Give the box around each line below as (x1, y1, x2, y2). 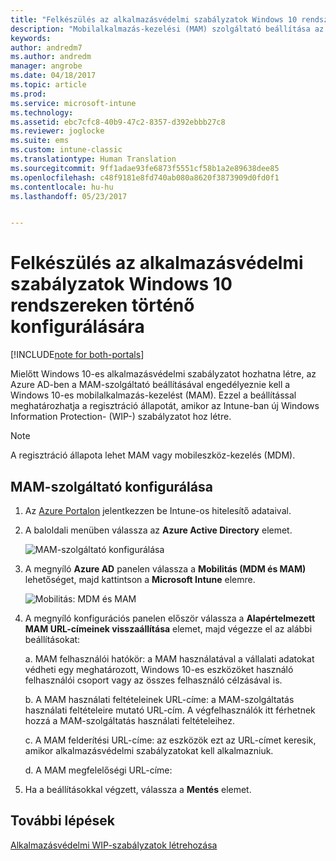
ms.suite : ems (10, 136, 70, 146)
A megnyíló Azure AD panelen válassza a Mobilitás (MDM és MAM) (24, 563, 307, 575)
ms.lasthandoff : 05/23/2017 (10, 191, 128, 201)
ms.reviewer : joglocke (10, 126, 105, 136)
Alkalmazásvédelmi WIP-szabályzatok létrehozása (10, 839, 218, 851)
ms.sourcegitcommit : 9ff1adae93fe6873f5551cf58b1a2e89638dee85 (10, 163, 280, 173)
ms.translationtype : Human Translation (10, 154, 177, 164)
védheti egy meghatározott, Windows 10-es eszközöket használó (24, 664, 294, 675)
